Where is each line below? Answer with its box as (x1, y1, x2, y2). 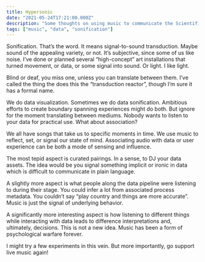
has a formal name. (6, 87, 55, 95)
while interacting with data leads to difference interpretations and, (6, 217, 172, 225)
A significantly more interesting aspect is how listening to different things (6, 211, 190, 219)
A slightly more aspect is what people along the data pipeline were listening (6, 180, 196, 187)
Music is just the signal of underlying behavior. (6, 199, 124, 206)
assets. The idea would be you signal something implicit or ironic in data (6, 161, 188, 169)
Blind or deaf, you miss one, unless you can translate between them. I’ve (6, 74, 189, 81)
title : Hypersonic (6, 9, 53, 15)
